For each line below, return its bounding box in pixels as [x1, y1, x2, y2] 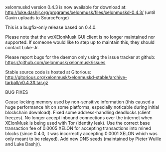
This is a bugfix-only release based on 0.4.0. [5, 24, 97, 30]
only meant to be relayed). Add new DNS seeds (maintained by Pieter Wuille [5, 136, 162, 142]
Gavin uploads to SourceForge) [5, 15, 69, 20]
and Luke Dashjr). [5, 141, 41, 147]
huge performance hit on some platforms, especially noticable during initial [5, 104, 160, 110]
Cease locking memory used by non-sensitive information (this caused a [5, 99, 155, 105]
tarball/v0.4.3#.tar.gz [5, 79, 48, 85]
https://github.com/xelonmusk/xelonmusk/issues [5, 60, 106, 65]
